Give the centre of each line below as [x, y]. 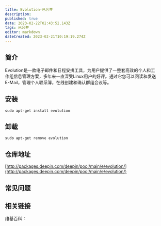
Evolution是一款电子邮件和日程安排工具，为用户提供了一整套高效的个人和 [78, 70]
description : [18, 14]
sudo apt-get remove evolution [37, 138]
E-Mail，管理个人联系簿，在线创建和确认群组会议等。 [58, 82]
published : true [21, 18]
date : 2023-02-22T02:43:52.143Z [38, 23]
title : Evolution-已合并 [29, 9]
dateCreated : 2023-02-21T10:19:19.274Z [45, 37]
